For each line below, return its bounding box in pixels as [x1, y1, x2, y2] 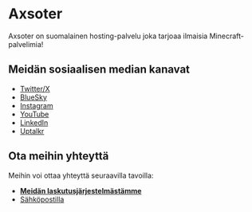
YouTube [19, 109, 49, 119]
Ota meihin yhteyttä [8, 149, 109, 163]
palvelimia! [8, 39, 44, 49]
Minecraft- [209, 31, 245, 41]
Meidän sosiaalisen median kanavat [8, 63, 190, 77]
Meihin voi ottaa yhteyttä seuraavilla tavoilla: [8, 171, 154, 180]
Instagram [19, 100, 53, 110]
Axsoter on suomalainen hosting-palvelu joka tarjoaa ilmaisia [8, 31, 208, 41]
